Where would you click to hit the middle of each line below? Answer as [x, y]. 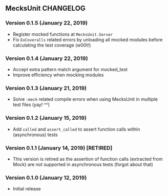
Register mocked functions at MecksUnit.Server [63, 34]
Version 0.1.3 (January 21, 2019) [46, 88]
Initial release [27, 189]
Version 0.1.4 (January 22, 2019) [47, 58]
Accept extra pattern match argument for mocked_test [70, 69]
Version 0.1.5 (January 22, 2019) [47, 23]
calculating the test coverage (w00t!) [52, 45]
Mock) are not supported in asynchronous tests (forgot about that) [83, 164]
